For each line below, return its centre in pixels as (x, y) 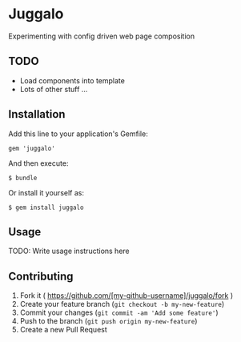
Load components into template (72, 80)
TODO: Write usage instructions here (69, 251)
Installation (37, 114)
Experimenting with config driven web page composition (101, 36)
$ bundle (23, 178)
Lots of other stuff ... (54, 89)
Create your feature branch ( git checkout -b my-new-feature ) (122, 304)
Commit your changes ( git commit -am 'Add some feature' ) (119, 312)
